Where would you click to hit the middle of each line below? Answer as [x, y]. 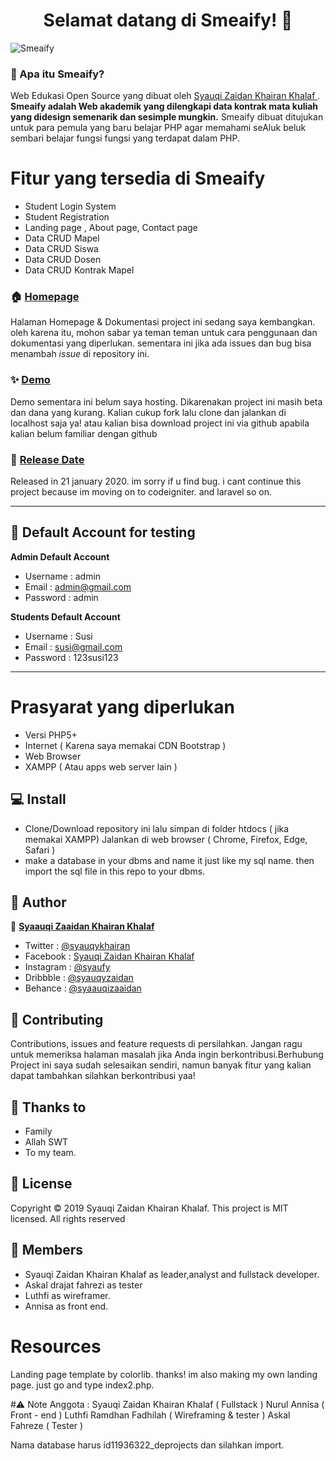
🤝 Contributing [57, 1019]
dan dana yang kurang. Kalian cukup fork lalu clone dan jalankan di [148, 412]
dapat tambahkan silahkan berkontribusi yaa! [103, 1076]
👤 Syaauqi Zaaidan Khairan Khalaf [82, 926]
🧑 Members [47, 1250]
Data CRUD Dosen [63, 260]
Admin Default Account [60, 556]
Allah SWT [46, 1142]
